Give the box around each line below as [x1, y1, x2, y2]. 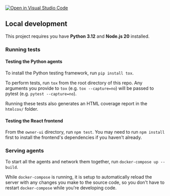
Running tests [5, 46, 41, 53]
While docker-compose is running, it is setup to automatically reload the [5, 174, 152, 180]
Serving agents [5, 147, 44, 154]
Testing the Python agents [5, 59, 63, 65]
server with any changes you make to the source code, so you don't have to [5, 179, 165, 186]
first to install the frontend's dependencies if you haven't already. [5, 134, 143, 140]
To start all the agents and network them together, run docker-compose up [5, 159, 159, 165]
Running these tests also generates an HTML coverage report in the [5, 100, 148, 107]
